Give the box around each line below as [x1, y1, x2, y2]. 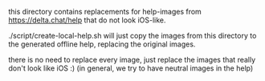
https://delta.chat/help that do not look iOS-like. [8, 15, 166, 25]
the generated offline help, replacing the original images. [8, 39, 196, 49]
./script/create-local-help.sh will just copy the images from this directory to [8, 31, 257, 40]
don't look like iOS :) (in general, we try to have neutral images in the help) [8, 63, 254, 73]
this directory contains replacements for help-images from [8, 7, 202, 16]
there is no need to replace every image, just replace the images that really [8, 55, 256, 64]
